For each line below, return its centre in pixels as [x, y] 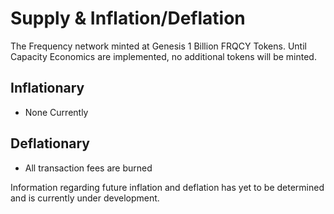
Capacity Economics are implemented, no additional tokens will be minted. [163, 56]
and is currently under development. [85, 198]
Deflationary [50, 143]
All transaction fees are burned [88, 168]
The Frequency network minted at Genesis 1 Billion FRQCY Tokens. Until [158, 46]
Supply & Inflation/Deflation [128, 18]
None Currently [56, 112]
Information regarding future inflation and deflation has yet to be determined [167, 187]
